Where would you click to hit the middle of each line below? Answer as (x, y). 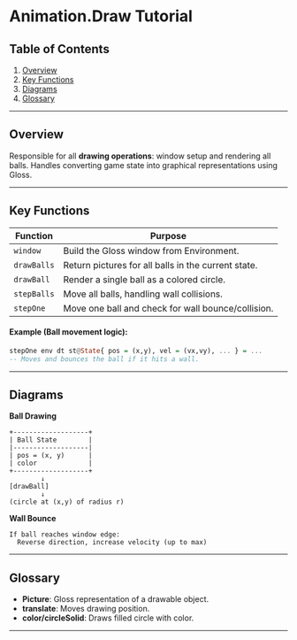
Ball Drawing (33, 416)
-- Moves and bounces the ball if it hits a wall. (104, 359)
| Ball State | (51, 440)
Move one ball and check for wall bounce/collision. (168, 308)
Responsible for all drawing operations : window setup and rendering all (140, 156)
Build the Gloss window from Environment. (151, 251)
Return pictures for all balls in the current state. (160, 265)
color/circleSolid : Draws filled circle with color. (108, 618)
